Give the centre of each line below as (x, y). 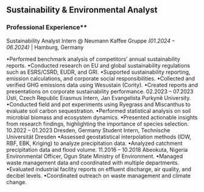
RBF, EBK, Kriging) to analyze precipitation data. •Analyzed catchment (94, 143)
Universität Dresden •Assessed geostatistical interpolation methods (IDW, (99, 137)
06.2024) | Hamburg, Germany (45, 47)
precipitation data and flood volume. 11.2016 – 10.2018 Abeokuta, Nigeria (97, 149)
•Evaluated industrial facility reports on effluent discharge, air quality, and (99, 169)
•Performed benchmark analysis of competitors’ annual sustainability (93, 59)
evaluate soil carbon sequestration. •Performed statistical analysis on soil (99, 111)
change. (17, 182)
